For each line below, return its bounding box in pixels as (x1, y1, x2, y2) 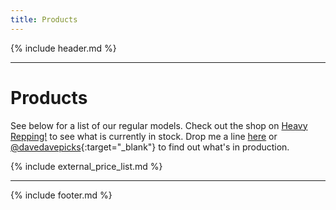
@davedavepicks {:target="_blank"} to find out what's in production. (10, 141, 290, 153)
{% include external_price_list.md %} (10, 160, 163, 172)
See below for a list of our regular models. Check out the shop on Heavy (10, 119, 308, 131)
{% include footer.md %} (10, 189, 113, 201)
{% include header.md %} (10, 42, 117, 54)
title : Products (10, 14, 78, 25)
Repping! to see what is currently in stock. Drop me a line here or (10, 130, 278, 142)
